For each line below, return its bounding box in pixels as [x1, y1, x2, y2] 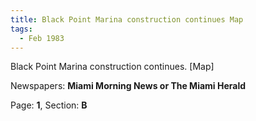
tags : [10, 24, 33, 34]
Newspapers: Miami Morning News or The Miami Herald [10, 80, 247, 92]
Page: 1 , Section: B [10, 99, 88, 111]
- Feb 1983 [19, 33, 65, 43]
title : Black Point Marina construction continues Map [10, 14, 244, 25]
